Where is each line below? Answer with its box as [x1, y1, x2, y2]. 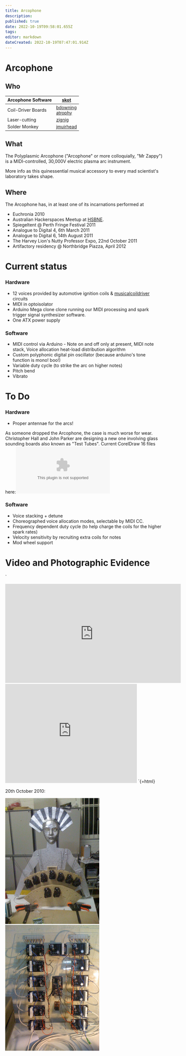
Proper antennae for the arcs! [12, 420, 74, 426]
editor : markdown [5, 35, 42, 40]
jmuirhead [56, 124, 77, 130]
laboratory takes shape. [5, 174, 54, 180]
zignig [56, 116, 69, 123]
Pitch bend [12, 368, 35, 374]
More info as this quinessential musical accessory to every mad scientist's [5, 168, 159, 174]
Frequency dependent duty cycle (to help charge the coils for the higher [12, 523, 162, 530]
